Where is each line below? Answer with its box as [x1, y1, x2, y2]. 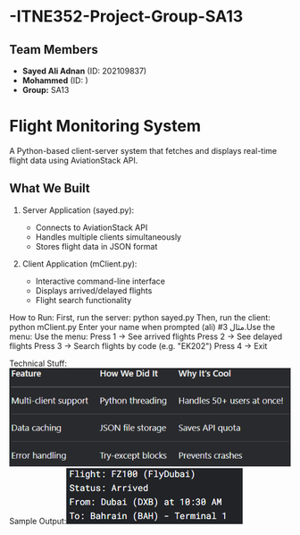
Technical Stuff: [9, 358, 68, 369]
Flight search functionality [35, 294, 132, 305]
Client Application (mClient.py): [21, 258, 137, 269]
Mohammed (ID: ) [21, 75, 88, 86]
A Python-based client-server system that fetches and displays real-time [9, 145, 278, 156]
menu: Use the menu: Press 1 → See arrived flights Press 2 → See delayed [9, 331, 283, 342]
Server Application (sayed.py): [21, 204, 135, 216]
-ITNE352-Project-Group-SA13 [9, 6, 244, 27]
